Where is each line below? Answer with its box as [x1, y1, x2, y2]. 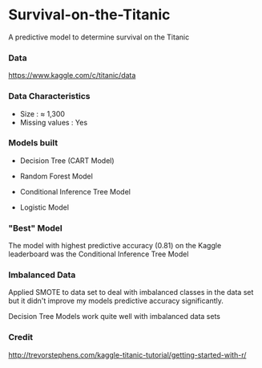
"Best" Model [8, 223, 62, 234]
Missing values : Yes [19, 117, 88, 127]
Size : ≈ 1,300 [19, 108, 66, 118]
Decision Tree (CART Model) [19, 155, 115, 166]
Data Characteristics [8, 91, 91, 102]
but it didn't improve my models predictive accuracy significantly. [8, 296, 224, 306]
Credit [8, 332, 34, 343]
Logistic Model [19, 202, 70, 212]
